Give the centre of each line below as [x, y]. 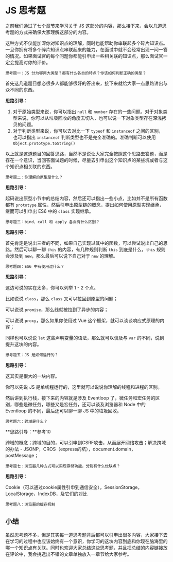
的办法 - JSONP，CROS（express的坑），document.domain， [71, 449]
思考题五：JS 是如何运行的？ [32, 355]
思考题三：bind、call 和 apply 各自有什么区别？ [53, 222]
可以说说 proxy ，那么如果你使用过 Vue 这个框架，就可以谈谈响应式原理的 [83, 320]
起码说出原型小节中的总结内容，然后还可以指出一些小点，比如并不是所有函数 [86, 198]
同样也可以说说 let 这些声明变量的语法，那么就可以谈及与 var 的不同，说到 [85, 338]
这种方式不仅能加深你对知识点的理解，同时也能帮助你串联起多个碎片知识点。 [86, 43]
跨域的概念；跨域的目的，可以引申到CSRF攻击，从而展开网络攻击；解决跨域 [86, 442]
